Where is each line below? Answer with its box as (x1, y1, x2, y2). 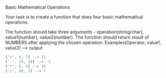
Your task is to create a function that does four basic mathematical (5, 14, 143, 19)
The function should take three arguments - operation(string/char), (5, 29, 144, 34)
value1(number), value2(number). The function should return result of (5, 34, 149, 40)
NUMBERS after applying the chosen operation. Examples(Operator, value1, (5, 39, 161, 45)
